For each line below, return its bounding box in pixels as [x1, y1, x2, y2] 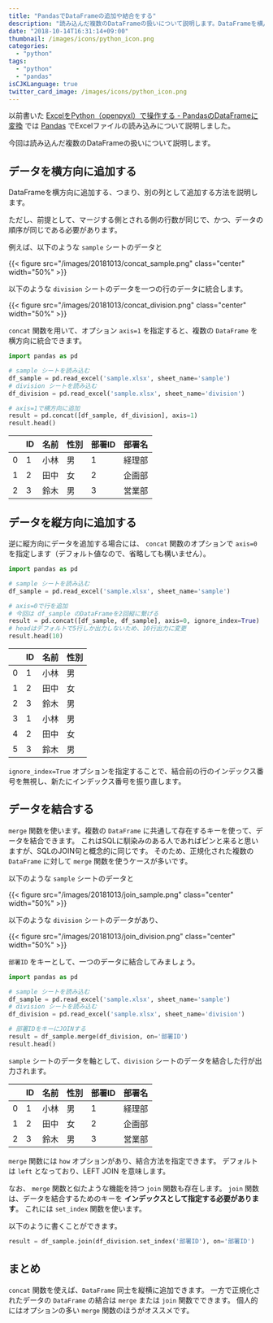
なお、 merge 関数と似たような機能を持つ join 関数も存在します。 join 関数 [8, 1183, 260, 1193]
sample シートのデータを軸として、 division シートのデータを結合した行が [8, 1055, 255, 1065]
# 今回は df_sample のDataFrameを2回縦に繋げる [8, 609, 159, 618]
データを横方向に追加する [8, 164, 136, 178]
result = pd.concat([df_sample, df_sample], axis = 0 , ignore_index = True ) [8, 617, 260, 625]
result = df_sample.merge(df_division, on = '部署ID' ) [8, 1033, 188, 1041]
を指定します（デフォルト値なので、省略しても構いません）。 [8, 549, 210, 558]
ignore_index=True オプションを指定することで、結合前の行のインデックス [8, 766, 258, 776]
